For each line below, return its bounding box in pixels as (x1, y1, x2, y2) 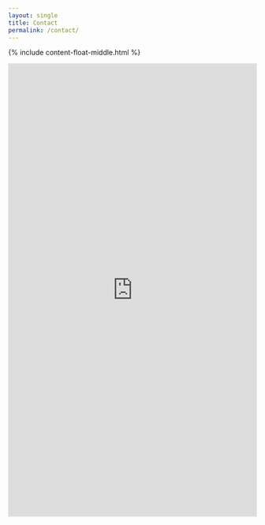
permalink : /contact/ (8, 26, 80, 34)
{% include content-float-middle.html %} (8, 48, 141, 58)
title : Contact (8, 19, 58, 27)
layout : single (8, 11, 58, 20)
